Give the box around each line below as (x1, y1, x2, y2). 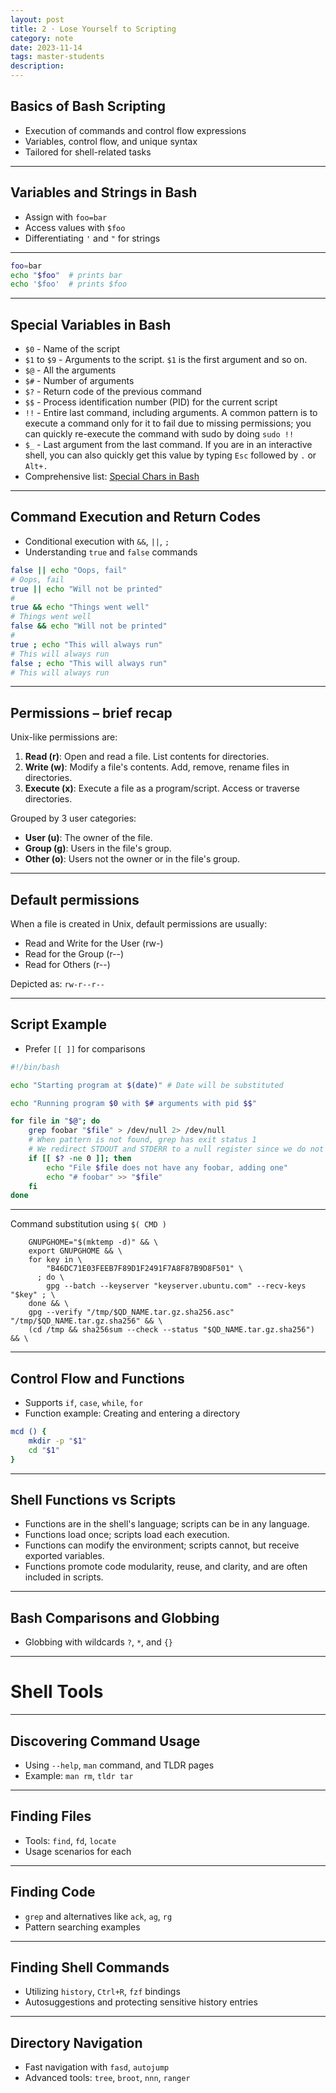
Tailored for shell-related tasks (24, 146, 152, 158)
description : (10, 61, 65, 71)
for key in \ (28, 1255, 83, 1265)
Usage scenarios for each (24, 1845, 132, 1857)
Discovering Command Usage (10, 1732, 201, 1750)
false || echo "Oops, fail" (10, 565, 128, 575)
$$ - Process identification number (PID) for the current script (24, 396, 278, 408)
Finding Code (10, 1884, 96, 1901)
